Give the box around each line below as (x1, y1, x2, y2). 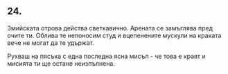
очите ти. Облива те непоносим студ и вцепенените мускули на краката (7, 31, 222, 39)
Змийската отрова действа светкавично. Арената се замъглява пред (7, 24, 213, 32)
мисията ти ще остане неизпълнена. (7, 59, 116, 68)
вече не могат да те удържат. (7, 38, 95, 47)
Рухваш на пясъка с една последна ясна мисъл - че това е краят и (7, 52, 206, 60)
